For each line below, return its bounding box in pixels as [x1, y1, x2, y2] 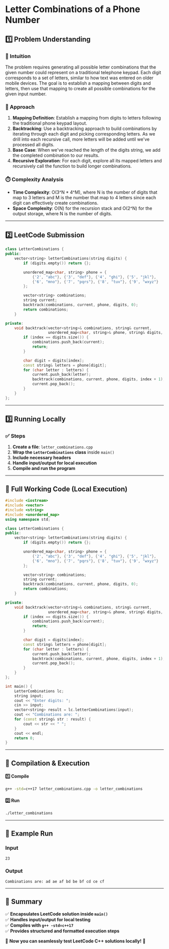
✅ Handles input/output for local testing [5, 916, 91, 922]
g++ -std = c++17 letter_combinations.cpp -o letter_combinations [5, 786, 143, 791]
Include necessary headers [12, 455, 71, 461]
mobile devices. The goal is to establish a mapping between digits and [5, 80, 151, 86]
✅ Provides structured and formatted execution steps [5, 928, 120, 934]
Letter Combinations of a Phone [5, 4, 140, 15]
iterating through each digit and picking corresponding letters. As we [12, 131, 155, 137]
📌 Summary [5, 898, 43, 906]
